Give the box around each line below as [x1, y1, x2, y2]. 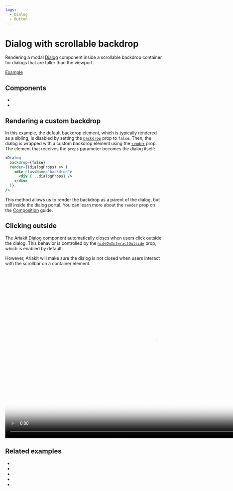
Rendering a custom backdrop [5, 116, 101, 125]
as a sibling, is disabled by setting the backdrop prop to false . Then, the [5, 135, 152, 141]
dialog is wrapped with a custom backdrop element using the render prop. [5, 140, 157, 146]
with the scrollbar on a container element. [5, 260, 91, 266]
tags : [5, 7, 16, 12]
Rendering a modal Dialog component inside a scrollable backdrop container [5, 54, 162, 60]
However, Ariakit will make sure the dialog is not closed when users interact [5, 255, 160, 261]
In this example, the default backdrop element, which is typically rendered [5, 130, 157, 136]
